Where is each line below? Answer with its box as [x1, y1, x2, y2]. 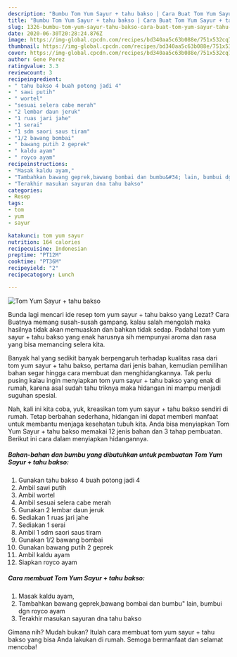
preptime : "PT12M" [8, 252, 62, 259]
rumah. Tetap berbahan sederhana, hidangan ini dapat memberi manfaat [8, 412, 219, 420]
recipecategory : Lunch [8, 271, 75, 278]
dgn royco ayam [18, 606, 65, 615]
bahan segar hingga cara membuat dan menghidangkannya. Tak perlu [8, 368, 212, 377]
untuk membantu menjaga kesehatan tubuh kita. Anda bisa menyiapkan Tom [8, 419, 230, 428]
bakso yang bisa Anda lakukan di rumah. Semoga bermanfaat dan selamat [8, 635, 224, 644]
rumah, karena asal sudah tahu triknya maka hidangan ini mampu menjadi [8, 384, 221, 392]
